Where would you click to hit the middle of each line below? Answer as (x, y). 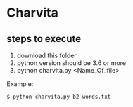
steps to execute (44, 39)
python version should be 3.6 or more (71, 63)
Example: (20, 84)
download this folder (46, 55)
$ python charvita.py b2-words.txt (59, 97)
